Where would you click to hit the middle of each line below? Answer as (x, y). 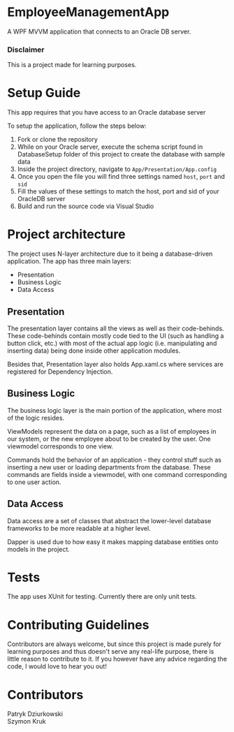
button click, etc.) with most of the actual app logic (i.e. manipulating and (112, 343)
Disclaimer (26, 50)
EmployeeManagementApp (88, 12)
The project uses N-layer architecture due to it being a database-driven (110, 254)
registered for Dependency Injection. (60, 372)
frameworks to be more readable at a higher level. (79, 528)
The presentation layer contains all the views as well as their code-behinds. (116, 328)
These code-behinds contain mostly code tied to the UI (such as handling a (116, 335)
